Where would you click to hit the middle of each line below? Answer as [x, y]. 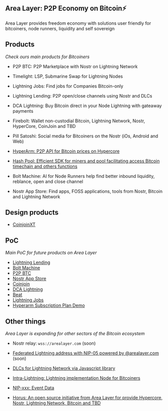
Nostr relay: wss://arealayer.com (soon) [54, 343]
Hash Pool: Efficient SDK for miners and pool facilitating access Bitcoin [86, 161]
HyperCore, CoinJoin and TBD [44, 126]
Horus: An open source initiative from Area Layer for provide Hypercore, [88, 398]
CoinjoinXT [24, 224]
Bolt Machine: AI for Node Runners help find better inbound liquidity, [83, 176]
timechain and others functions [45, 166]
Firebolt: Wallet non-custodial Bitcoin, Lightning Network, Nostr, [79, 121]
